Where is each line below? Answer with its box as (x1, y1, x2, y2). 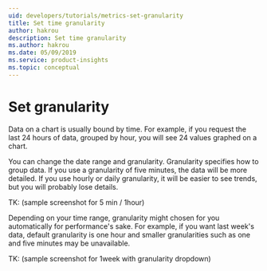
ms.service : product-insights (8, 57, 109, 65)
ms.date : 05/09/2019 (8, 49, 77, 57)
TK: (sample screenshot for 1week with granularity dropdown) (8, 253, 211, 263)
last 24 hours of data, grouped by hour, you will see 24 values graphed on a (8, 132, 257, 142)
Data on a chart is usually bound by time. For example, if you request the (8, 124, 247, 134)
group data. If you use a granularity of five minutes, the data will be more (8, 165, 248, 175)
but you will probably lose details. (8, 182, 119, 191)
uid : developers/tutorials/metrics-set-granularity (8, 11, 183, 20)
